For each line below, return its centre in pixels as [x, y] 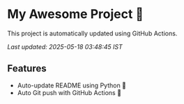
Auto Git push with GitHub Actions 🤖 [69, 92]
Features [27, 69]
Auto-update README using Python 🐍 [72, 85]
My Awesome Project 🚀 [76, 14]
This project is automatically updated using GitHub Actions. [92, 33]
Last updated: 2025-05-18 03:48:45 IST [65, 46]
